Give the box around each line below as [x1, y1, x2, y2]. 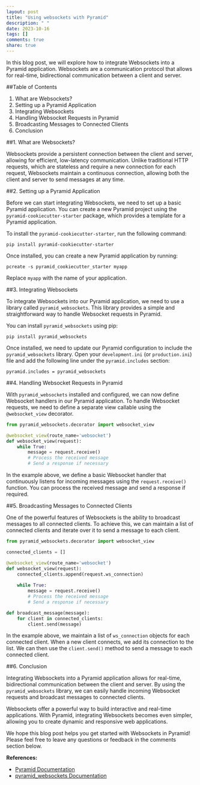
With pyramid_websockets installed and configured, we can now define [6, 390, 179, 398]
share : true [6, 43, 36, 49]
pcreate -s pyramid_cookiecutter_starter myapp [6, 263, 128, 269]
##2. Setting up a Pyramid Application [6, 187, 100, 194]
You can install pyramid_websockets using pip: [6, 322, 118, 329]
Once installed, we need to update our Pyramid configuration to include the [6, 344, 192, 351]
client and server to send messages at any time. [6, 176, 125, 183]
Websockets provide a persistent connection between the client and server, [6, 150, 193, 157]
